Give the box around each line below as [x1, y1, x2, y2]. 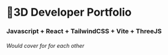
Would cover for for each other [6, 42, 85, 49]
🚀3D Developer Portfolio [6, 5, 132, 19]
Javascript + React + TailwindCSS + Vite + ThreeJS [6, 27, 162, 36]
